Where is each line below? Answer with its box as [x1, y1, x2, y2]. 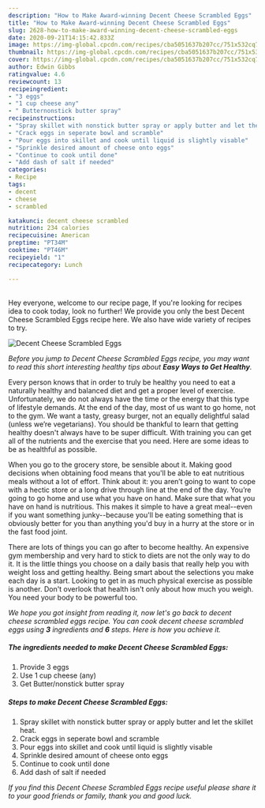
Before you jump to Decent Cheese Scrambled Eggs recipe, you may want [8, 353, 250, 363]
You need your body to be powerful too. [8, 592, 138, 602]
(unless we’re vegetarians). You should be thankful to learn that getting [8, 419, 239, 429]
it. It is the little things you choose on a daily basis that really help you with [8, 558, 250, 569]
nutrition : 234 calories [8, 224, 90, 232]
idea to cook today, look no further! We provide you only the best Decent [8, 306, 245, 316]
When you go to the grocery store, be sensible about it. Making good [8, 460, 233, 469]
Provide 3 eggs [19, 663, 69, 672]
